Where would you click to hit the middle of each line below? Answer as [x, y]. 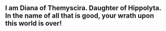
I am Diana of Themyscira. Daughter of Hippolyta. [83, 8]
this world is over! [34, 23]
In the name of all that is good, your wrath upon [80, 16]
